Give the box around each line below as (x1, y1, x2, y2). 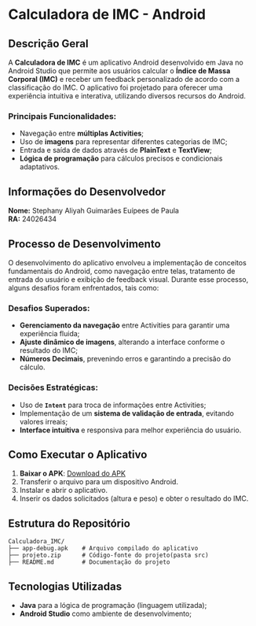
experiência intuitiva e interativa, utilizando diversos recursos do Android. (8, 91, 246, 100)
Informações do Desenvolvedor (8, 185, 166, 198)
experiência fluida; (19, 329, 80, 339)
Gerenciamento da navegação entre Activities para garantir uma (19, 320, 230, 330)
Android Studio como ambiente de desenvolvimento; (19, 609, 192, 618)
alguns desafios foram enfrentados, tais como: (8, 283, 159, 292)
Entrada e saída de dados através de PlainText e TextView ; (19, 146, 212, 155)
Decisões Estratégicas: (8, 382, 98, 393)
